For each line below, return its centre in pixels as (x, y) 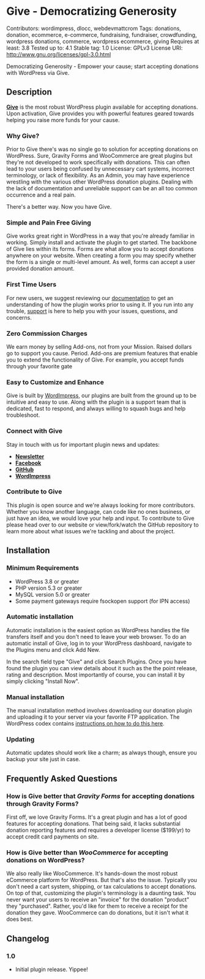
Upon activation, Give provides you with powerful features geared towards (100, 113)
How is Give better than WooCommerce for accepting (87, 853)
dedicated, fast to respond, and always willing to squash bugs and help (96, 409)
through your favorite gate (39, 366)
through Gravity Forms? (43, 803)
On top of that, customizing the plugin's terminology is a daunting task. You (101, 893)
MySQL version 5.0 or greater (52, 594)
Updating (20, 740)
